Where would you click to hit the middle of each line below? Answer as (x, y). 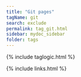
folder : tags (22, 40)
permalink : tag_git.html (37, 29)
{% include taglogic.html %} (41, 57)
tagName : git (22, 17)
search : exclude (26, 23)
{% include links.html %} (36, 69)
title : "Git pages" (30, 12)
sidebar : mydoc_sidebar (36, 34)
